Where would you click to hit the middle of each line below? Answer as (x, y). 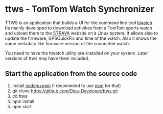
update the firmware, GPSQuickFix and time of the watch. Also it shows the (81, 38)
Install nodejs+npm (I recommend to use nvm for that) (67, 85)
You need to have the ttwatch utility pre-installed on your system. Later (77, 53)
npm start (22, 106)
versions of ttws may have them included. (47, 58)
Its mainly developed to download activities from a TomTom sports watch (79, 28)
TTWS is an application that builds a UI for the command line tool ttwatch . (79, 23)
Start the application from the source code (71, 74)
